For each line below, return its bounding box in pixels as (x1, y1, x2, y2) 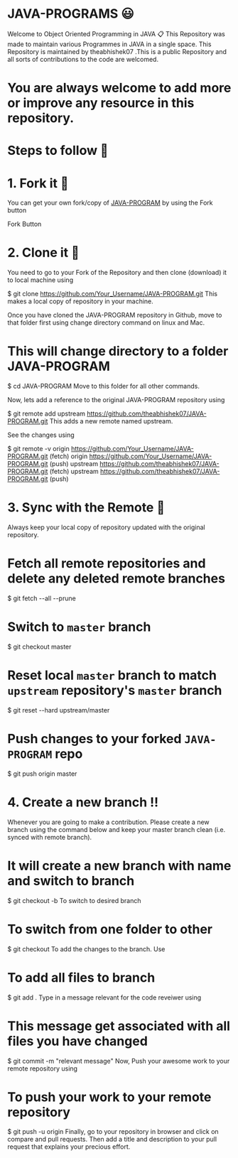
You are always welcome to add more (7, 80, 232, 96)
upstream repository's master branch (7, 683, 222, 698)
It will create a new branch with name (7, 857, 232, 874)
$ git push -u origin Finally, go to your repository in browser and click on (7, 1127, 219, 1136)
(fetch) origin (49, 452, 88, 460)
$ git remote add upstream (7, 409, 86, 418)
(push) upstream (49, 460, 98, 468)
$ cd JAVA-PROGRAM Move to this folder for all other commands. (7, 382, 200, 391)
